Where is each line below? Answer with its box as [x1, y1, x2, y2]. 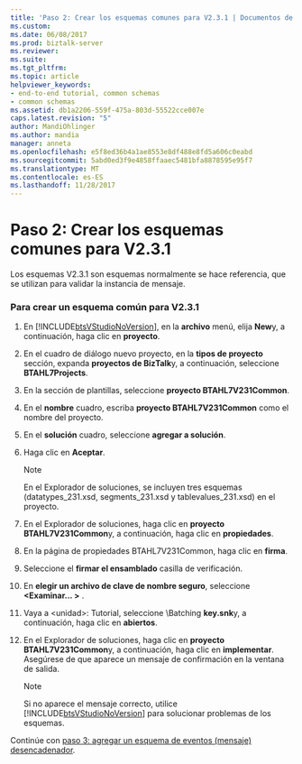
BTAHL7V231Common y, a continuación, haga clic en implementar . [23, 644, 274, 655]
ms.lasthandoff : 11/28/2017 [10, 181, 116, 190]
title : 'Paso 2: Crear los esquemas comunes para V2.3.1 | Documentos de [10, 13, 294, 23]
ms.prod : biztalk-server [10, 38, 104, 48]
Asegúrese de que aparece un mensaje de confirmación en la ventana [23, 654, 285, 665]
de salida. [23, 664, 59, 675]
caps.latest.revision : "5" [10, 114, 112, 123]
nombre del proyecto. [23, 412, 104, 423]
